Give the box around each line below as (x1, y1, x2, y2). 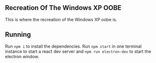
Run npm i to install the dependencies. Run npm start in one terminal (5, 43, 142, 49)
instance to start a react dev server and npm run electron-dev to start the (5, 48, 151, 54)
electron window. (5, 53, 40, 59)
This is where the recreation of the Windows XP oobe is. (5, 16, 117, 22)
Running (5, 31, 31, 39)
